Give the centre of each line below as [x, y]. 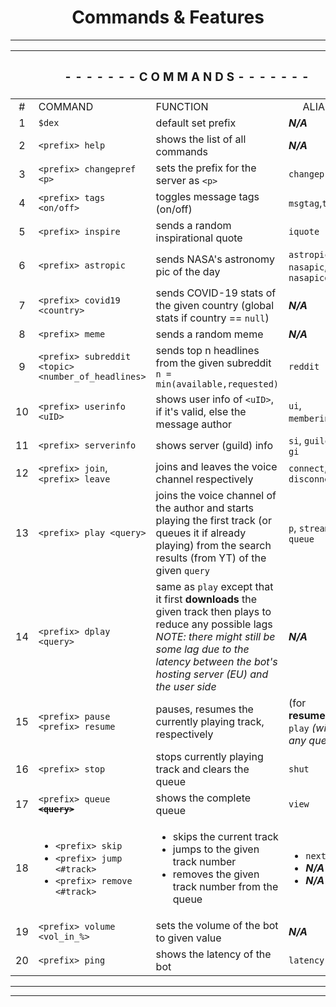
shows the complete [203, 798]
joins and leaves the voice [216, 466]
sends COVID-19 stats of [216, 293]
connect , [308, 468]
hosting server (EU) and [212, 674]
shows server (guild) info [214, 445]
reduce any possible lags [214, 624]
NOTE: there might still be [215, 636]
